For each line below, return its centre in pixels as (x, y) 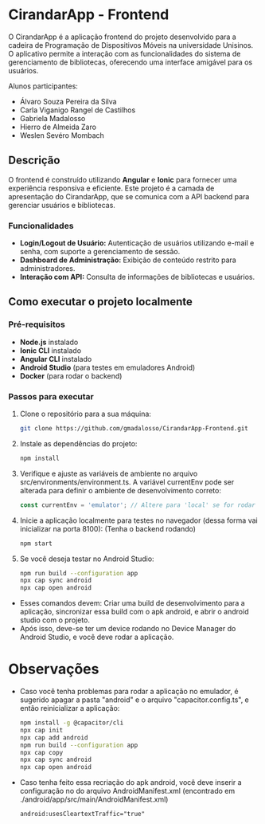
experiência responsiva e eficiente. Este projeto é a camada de (111, 188)
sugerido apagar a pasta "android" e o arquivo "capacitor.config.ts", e (134, 700)
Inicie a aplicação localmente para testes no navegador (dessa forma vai (138, 520)
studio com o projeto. (55, 620)
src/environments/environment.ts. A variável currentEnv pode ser (127, 482)
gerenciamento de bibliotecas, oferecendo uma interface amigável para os (131, 62)
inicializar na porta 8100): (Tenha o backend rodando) (108, 528)
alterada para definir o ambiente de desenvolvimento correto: (120, 490)
